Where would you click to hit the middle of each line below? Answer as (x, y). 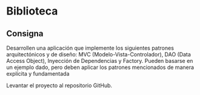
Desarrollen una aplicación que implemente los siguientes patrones (90, 48)
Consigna (25, 34)
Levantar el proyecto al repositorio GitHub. (59, 85)
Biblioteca (32, 11)
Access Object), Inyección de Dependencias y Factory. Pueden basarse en (100, 61)
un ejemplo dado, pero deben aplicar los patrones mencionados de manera (100, 67)
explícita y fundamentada (38, 74)
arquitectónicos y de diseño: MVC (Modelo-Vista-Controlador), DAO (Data (98, 54)
